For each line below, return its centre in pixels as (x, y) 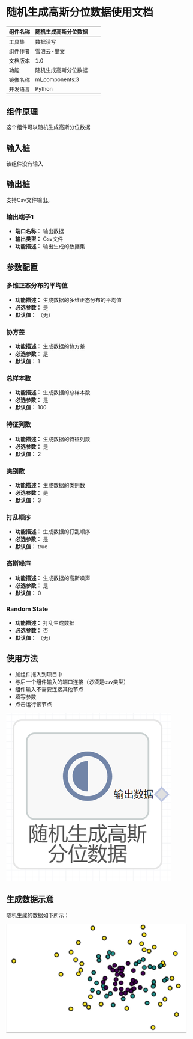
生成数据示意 (30, 900)
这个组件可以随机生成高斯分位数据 (48, 127)
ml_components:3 (57, 79)
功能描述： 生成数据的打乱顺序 (52, 532)
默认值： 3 (28, 500)
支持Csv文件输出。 (29, 200)
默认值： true (31, 547)
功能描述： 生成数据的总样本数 (52, 393)
